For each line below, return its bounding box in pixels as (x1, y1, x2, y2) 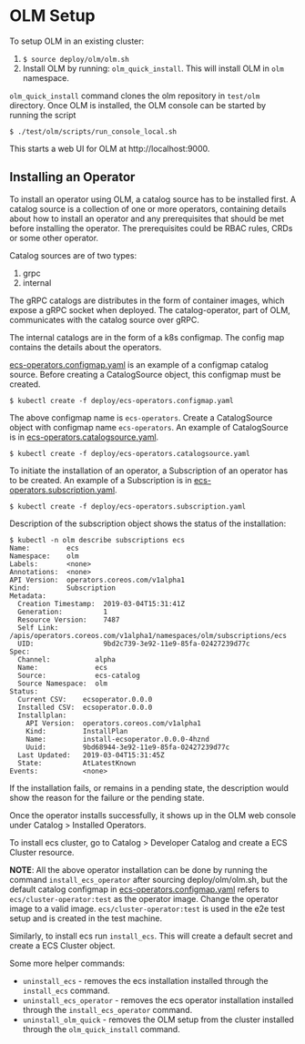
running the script (9, 109, 76, 120)
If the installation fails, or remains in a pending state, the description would (9, 782, 289, 793)
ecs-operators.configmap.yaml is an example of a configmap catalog (9, 359, 269, 370)
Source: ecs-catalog (17, 671, 141, 680)
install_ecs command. (22, 985, 111, 996)
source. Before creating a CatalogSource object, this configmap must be (9, 369, 281, 380)
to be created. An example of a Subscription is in (9, 474, 193, 485)
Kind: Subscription (9, 583, 117, 593)
